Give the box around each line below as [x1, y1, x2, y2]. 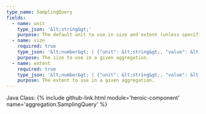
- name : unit [12, 20, 45, 26]
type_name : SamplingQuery [6, 9, 72, 15]
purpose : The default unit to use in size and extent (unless [17, 32, 180, 38]
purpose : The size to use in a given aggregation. [17, 55, 150, 61]
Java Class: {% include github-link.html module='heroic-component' [6, 94, 180, 102]
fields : [6, 15, 26, 21]
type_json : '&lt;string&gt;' [17, 26, 92, 32]
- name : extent [12, 60, 51, 66]
